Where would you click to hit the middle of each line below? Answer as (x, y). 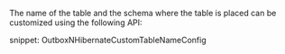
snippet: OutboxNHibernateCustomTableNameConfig (108, 40)
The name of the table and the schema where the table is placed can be (143, 13)
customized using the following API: (76, 22)
